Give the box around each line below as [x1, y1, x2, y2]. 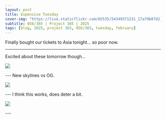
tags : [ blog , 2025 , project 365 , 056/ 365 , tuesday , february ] [5, 26, 136, 31]
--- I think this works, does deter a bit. [5, 91, 83, 97]
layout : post [5, 7, 32, 12]
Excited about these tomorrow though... [5, 54, 86, 59]
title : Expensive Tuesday [5, 12, 58, 17]
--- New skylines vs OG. [5, 72, 55, 78]
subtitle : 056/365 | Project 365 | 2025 [5, 21, 90, 26]
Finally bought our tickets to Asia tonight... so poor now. [5, 39, 119, 45]
